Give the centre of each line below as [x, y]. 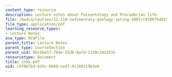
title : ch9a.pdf [23, 62]
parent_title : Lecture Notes [36, 43]
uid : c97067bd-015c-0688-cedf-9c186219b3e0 [52, 66]
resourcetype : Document [31, 57]
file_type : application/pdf [35, 24]
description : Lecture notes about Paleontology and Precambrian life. [82, 15]
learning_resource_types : [33, 29]
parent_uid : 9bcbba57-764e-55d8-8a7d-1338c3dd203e [60, 52]
